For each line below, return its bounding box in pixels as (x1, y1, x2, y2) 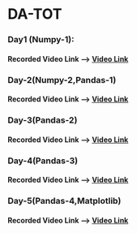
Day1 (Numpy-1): (7, 34, 75, 45)
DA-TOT (7, 5, 62, 24)
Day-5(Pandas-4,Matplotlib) (7, 196, 122, 207)
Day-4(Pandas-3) (7, 155, 79, 166)
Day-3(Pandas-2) (7, 114, 78, 126)
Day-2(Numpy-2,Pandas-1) (7, 74, 117, 85)
